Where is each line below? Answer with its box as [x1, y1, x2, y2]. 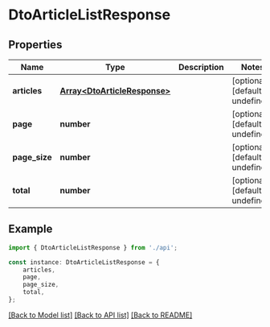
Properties [8, 38, 63, 52]
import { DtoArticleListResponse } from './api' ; [8, 243, 178, 251]
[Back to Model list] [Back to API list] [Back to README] [8, 310, 193, 320]
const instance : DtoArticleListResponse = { [8, 258, 160, 267]
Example [8, 222, 53, 236]
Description [178, 62, 225, 72]
